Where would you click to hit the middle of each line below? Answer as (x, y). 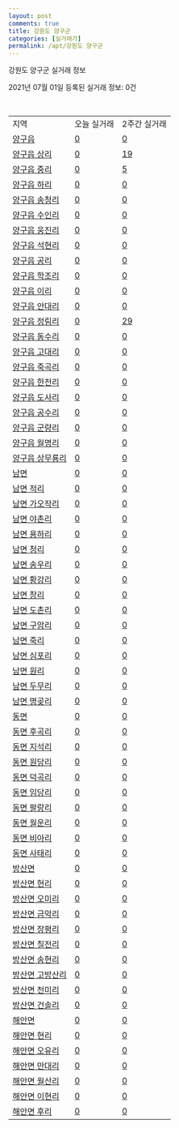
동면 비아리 (32, 838)
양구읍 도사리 (36, 398)
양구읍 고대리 (36, 352)
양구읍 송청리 (36, 200)
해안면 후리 (32, 1112)
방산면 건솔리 (36, 1006)
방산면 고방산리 (40, 975)
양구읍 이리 (32, 291)
